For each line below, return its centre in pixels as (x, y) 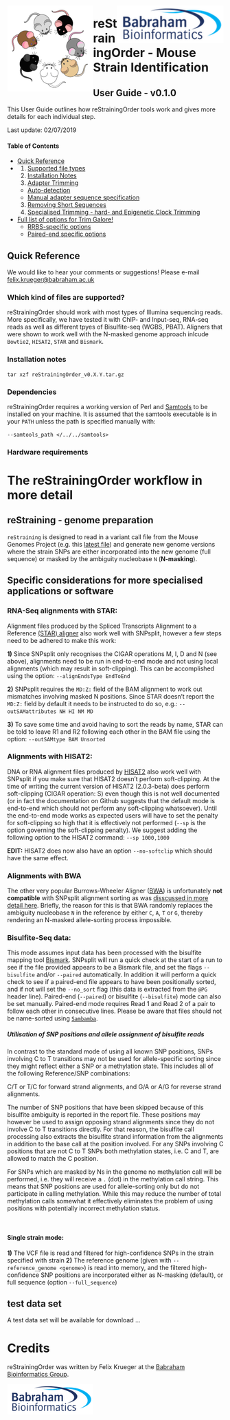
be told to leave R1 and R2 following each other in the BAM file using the (109, 732)
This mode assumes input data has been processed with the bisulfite (104, 953)
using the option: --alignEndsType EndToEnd (69, 675)
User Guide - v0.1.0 (135, 92)
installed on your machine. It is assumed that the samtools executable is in (112, 414)
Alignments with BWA (44, 875)
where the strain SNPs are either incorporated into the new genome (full (109, 551)
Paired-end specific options (67, 234)
